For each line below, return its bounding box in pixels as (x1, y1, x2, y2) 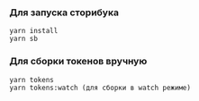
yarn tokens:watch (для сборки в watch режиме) (9, 83, 192, 92)
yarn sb (9, 34, 39, 44)
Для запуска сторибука (9, 6, 120, 19)
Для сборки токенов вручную (9, 55, 148, 68)
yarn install (9, 27, 59, 36)
